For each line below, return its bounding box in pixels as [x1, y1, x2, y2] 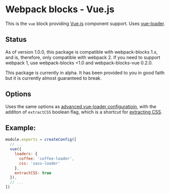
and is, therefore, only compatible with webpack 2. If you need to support [5, 54, 160, 60]
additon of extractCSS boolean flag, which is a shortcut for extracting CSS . [5, 109, 163, 115]
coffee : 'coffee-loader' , [18, 156, 74, 161]
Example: [5, 124, 36, 132]
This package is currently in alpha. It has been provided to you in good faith [5, 69, 165, 76]
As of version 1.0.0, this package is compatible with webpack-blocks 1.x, [5, 48, 158, 55]
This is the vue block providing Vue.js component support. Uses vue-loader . [5, 20, 165, 27]
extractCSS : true [14, 170, 52, 176]
